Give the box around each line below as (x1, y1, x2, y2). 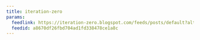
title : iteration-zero (6, 8, 62, 15)
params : (6, 14, 26, 20)
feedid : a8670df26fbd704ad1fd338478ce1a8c (11, 25, 118, 31)
